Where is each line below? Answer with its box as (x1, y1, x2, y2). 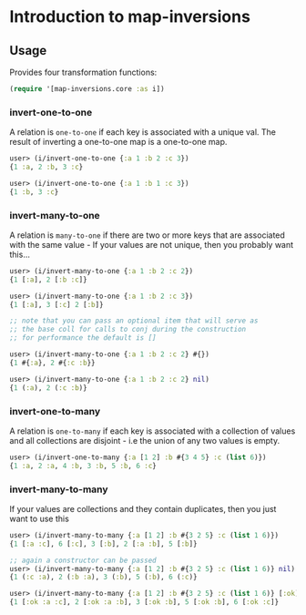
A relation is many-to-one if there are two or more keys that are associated (9, 230, 285, 241)
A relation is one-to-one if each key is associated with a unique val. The (9, 127, 276, 138)
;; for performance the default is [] (9, 333, 157, 343)
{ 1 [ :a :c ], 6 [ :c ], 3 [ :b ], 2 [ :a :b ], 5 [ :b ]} (9, 539, 198, 548)
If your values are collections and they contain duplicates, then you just (9, 503, 277, 514)
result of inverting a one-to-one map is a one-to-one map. (9, 137, 228, 148)
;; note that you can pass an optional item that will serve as (9, 316, 259, 325)
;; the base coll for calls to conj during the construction (9, 325, 247, 334)
